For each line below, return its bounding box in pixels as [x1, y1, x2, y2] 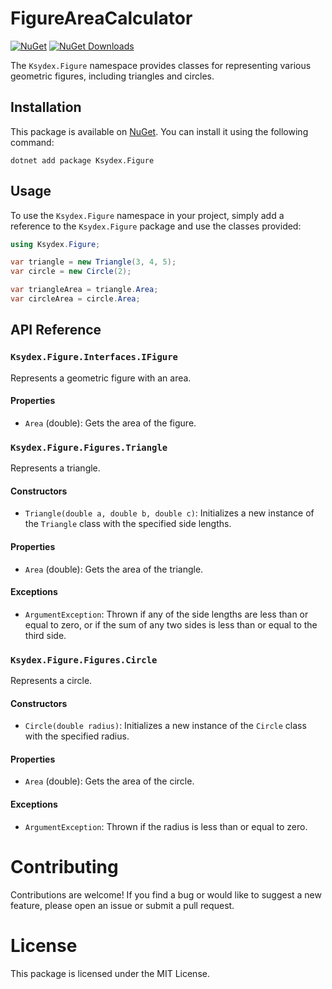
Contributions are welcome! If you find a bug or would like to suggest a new [10, 888, 322, 901]
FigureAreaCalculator [10, 7, 193, 30]
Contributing [10, 855, 119, 878]
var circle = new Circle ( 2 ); [10, 267, 132, 277]
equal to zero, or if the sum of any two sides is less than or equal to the [24, 618, 318, 631]
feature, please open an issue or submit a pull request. [10, 899, 235, 911]
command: [10, 136, 55, 148]
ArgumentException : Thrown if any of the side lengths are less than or [24, 608, 309, 620]
